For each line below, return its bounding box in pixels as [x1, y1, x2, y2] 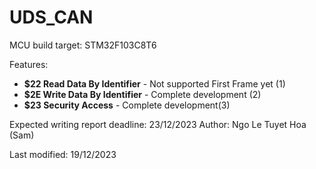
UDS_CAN [9, 6, 94, 29]
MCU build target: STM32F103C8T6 [9, 39, 157, 51]
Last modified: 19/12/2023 [9, 148, 117, 160]
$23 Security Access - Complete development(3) [23, 99, 231, 111]
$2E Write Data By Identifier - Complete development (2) [23, 88, 262, 100]
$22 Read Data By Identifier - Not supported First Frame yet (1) [23, 77, 286, 90]
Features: [9, 58, 49, 70]
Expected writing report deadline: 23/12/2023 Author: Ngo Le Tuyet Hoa [9, 118, 307, 130]
